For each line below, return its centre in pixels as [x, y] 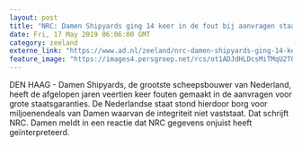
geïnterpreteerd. [40, 132]
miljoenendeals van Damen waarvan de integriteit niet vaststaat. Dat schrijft [149, 113]
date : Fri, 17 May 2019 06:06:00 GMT [80, 34]
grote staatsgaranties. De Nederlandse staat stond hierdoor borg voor [138, 103]
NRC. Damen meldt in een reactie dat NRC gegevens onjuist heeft [131, 123]
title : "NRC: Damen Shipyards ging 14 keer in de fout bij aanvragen [142, 26]
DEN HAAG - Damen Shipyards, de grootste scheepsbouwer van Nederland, [151, 85]
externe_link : [36, 51]
